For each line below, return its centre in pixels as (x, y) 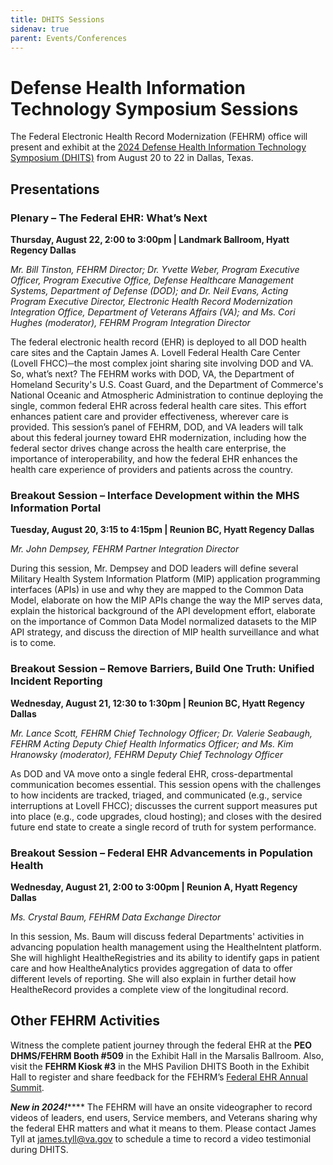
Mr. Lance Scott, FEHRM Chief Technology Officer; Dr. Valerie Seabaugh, (161, 733)
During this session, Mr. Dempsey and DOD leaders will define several (154, 568)
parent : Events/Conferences (69, 38)
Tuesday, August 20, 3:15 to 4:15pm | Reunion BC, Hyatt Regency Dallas (162, 530)
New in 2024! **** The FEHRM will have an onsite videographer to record (161, 1107)
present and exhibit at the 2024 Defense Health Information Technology (158, 147)
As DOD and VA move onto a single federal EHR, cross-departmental (151, 773)
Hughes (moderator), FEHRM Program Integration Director (130, 322)
